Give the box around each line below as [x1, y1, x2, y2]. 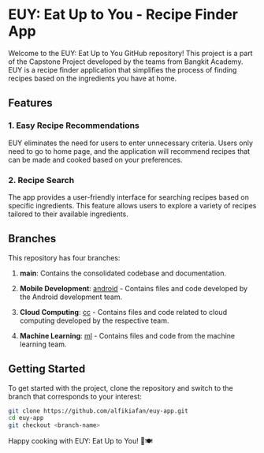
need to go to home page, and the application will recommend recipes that [8, 146, 251, 155]
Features [8, 96, 53, 110]
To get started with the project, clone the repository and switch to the [8, 383, 234, 392]
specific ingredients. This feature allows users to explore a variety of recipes [8, 200, 257, 210]
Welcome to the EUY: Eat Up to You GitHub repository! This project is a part [8, 48, 254, 58]
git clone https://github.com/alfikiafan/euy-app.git [8, 406, 189, 415]
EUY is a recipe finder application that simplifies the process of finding [8, 65, 237, 74]
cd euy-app [8, 414, 44, 422]
